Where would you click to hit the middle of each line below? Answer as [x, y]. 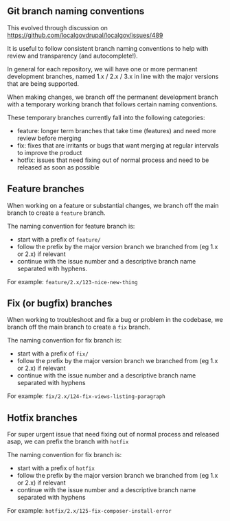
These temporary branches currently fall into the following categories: [106, 117]
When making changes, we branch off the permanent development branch [113, 97]
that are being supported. [43, 83]
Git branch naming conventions [76, 11]
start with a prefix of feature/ [59, 239]
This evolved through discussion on [58, 27]
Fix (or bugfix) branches [60, 304]
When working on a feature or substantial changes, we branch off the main [113, 205]
